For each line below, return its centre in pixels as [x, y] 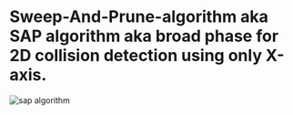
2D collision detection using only [136, 56]
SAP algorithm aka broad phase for [144, 36]
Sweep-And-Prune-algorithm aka [139, 17]
